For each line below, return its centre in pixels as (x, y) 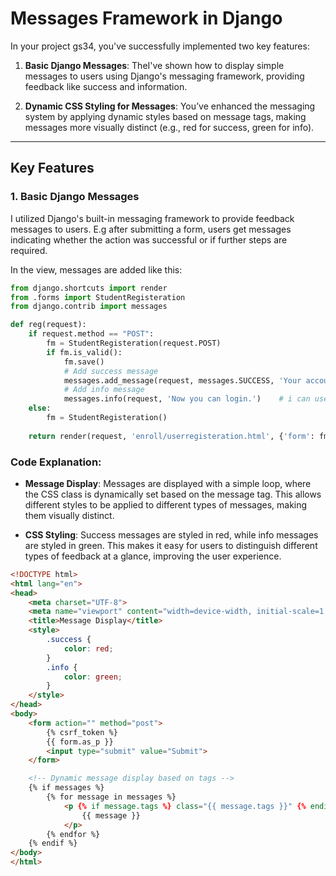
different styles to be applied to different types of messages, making (166, 504)
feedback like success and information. (106, 86)
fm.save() (84, 362)
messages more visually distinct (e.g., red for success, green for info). (169, 127)
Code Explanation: (56, 462)
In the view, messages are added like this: (96, 269)
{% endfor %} (73, 834)
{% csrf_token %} (82, 732)
